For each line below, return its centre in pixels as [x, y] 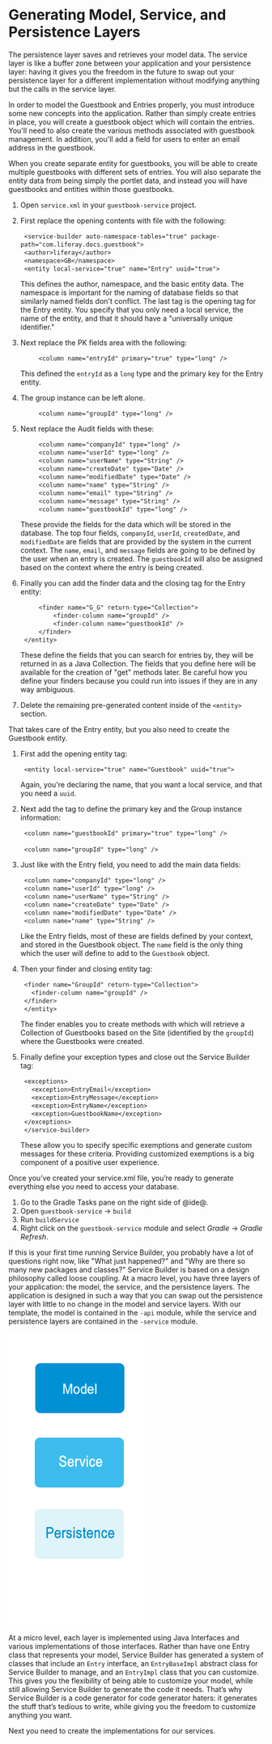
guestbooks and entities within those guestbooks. [91, 189]
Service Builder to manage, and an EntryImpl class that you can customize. [134, 1672]
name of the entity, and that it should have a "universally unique [126, 318]
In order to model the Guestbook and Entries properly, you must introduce [132, 104]
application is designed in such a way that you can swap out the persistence [136, 1295]
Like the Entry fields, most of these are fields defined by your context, [136, 936]
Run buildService [49, 1219]
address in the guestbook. [52, 147]
